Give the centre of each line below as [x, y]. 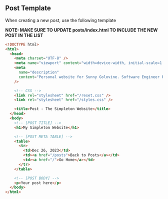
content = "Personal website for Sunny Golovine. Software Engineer [89, 77]
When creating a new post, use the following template [61, 20]
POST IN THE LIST [24, 35]
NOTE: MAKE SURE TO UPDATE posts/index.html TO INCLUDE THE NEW [81, 30]
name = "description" [38, 72]
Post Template [28, 8]
